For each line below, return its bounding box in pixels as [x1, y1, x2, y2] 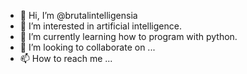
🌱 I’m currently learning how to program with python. [19, 31, 238, 42]
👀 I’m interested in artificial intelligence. [19, 20, 182, 32]
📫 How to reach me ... [19, 53, 113, 64]
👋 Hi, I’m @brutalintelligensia [19, 10, 138, 21]
